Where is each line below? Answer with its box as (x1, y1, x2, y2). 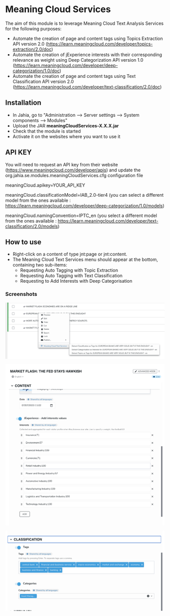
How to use (5, 238, 41, 246)
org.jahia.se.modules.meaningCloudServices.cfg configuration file (5, 172, 143, 178)
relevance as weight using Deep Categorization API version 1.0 (12, 57, 143, 63)
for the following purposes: (5, 25, 62, 31)
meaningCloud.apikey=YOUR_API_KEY (5, 182, 86, 188)
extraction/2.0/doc (12, 46, 52, 52)
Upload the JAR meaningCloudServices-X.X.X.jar (12, 122, 119, 128)
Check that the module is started (12, 128, 81, 134)
